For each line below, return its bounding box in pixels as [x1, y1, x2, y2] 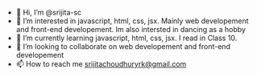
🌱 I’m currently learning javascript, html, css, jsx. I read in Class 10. [15, 33, 238, 43]
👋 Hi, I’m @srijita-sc [15, 8, 82, 17]
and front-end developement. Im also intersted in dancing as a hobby [15, 25, 246, 34]
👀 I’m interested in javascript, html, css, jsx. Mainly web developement [15, 16, 249, 26]
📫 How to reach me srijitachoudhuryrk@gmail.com [15, 59, 187, 68]
